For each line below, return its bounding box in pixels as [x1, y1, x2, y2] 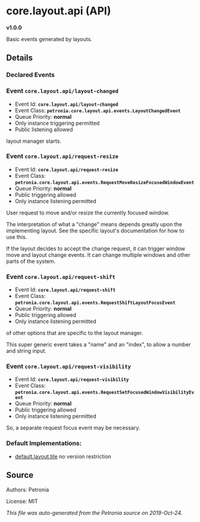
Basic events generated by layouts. [6, 35, 93, 42]
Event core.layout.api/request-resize [6, 152, 119, 161]
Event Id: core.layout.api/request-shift [14, 286, 116, 293]
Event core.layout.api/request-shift [6, 272, 116, 281]
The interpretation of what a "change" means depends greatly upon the [6, 220, 182, 228]
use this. [6, 233, 27, 240]
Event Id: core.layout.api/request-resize [14, 165, 118, 173]
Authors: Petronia [6, 486, 50, 493]
